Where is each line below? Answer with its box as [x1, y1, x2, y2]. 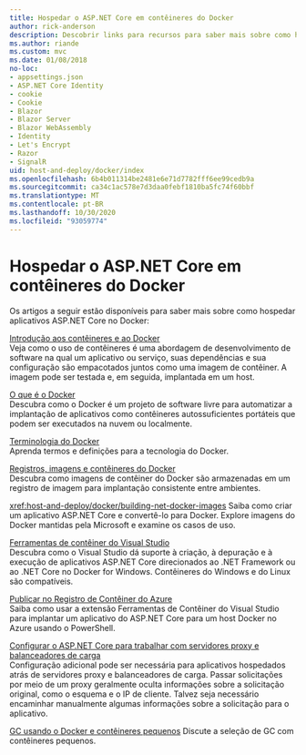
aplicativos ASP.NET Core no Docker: [9, 315, 150, 326]
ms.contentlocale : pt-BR [9, 199, 104, 209]
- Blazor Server [9, 115, 71, 124]
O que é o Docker [9, 389, 76, 400]
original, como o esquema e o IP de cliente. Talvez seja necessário [9, 689, 260, 699]
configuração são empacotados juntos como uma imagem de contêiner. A [9, 362, 288, 372]
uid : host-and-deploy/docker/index [9, 166, 145, 175]
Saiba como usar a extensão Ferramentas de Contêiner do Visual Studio [9, 603, 280, 614]
